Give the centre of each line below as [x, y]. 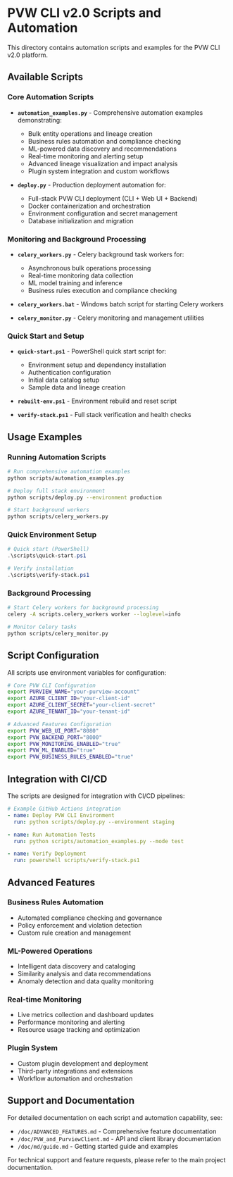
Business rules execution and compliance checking [102, 290]
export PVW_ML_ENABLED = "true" [52, 751]
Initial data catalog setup [64, 380]
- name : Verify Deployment [47, 854]
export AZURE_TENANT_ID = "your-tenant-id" [69, 712]
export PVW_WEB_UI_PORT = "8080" [53, 730]
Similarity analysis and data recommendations [84, 974]
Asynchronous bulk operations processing [89, 268]
